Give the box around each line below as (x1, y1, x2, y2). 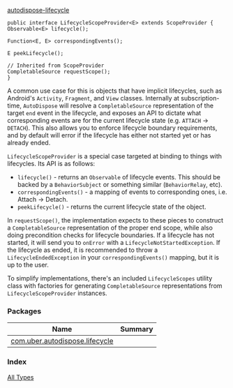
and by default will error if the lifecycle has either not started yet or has (7, 131, 211, 139)
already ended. (7, 139, 51, 147)
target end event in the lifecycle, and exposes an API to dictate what (7, 109, 202, 117)
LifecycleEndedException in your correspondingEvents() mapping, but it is (7, 253, 220, 261)
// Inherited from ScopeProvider (7, 62, 105, 69)
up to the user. (7, 261, 49, 269)
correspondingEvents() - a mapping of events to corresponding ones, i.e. (17, 188, 227, 196)
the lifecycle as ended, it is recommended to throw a (7, 246, 158, 254)
